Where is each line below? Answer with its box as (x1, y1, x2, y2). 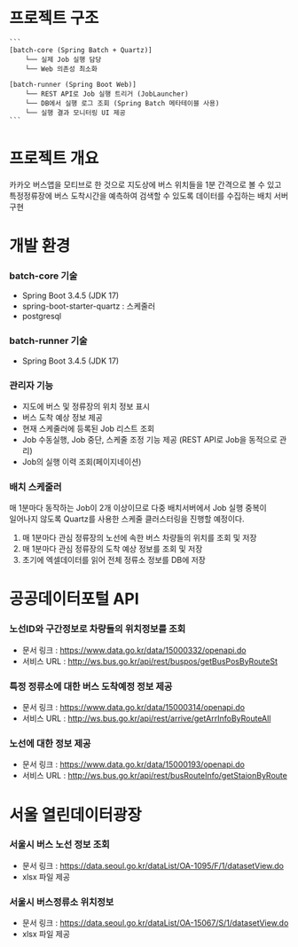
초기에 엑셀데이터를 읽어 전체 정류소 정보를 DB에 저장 (21, 555, 206, 566)
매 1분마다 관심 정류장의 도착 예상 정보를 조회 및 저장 (21, 544, 203, 554)
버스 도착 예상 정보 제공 (21, 411, 104, 422)
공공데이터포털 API (9, 589, 139, 609)
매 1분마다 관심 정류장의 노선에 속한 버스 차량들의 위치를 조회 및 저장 (21, 533, 257, 544)
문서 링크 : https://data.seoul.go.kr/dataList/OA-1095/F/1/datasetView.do (21, 860, 284, 871)
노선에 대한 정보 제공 (9, 737, 91, 749)
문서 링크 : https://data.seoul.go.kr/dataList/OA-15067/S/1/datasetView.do (21, 918, 289, 928)
